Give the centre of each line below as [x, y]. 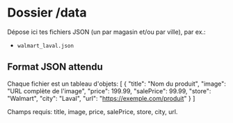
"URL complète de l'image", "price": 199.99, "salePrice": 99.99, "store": [109, 91]
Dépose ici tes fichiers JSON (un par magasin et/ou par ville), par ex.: [107, 32]
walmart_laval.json [46, 46]
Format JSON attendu [55, 67]
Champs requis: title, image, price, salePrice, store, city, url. [93, 111]
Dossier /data [47, 13]
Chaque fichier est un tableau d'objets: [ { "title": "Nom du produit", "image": [116, 84]
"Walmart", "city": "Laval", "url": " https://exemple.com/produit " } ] [101, 98]
